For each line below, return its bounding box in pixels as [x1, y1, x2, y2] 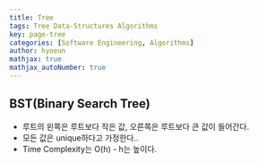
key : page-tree [9, 30, 66, 39]
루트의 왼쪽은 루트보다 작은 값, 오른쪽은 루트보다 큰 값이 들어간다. [21, 121, 249, 132]
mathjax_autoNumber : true [9, 64, 106, 73]
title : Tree [9, 13, 54, 22]
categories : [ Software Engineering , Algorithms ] [9, 38, 194, 47]
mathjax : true [9, 55, 63, 64]
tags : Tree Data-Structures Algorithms [9, 21, 159, 30]
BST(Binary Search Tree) [9, 96, 150, 112]
